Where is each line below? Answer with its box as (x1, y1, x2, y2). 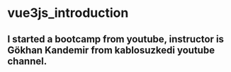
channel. (7, 55, 47, 67)
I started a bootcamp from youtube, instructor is (7, 33, 225, 45)
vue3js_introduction (7, 5, 129, 21)
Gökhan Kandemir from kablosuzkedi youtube (7, 44, 215, 56)
